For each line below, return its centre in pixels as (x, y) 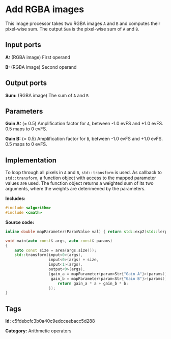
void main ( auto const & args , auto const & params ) (59, 241)
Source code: (20, 222)
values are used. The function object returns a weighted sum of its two (79, 183)
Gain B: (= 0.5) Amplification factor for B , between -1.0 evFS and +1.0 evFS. (84, 139)
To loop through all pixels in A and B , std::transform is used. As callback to (83, 173)
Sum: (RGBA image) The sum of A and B (47, 95)
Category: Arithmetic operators (38, 331)
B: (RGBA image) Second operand (41, 67)
